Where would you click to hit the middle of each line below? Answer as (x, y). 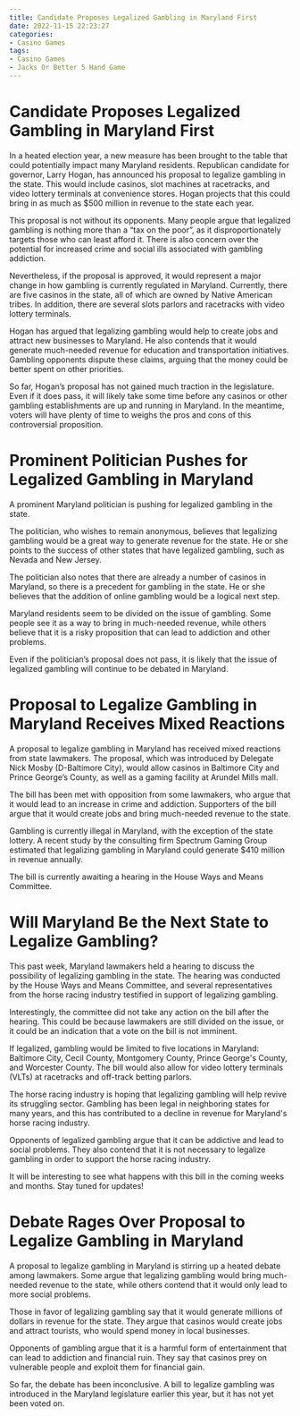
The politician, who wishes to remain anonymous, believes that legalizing (143, 531)
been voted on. (37, 1403)
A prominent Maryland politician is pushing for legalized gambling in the (141, 504)
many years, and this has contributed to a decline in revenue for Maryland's (148, 1113)
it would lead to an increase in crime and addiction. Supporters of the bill (143, 804)
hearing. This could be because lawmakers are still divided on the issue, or (147, 1022)
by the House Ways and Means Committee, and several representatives (141, 985)
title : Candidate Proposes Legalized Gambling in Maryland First (133, 17)
